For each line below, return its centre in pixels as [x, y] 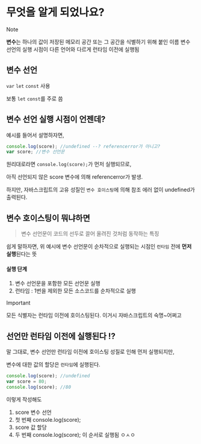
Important [18, 303]
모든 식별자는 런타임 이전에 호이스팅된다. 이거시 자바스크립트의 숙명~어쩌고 [94, 315]
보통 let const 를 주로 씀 [35, 98]
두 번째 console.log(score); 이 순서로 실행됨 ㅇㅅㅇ [75, 434]
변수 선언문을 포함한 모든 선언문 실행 [57, 283]
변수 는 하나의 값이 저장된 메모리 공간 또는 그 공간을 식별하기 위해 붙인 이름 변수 [98, 42]
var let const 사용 [28, 85]
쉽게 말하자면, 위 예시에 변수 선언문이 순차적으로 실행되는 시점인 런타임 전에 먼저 [99, 247]
